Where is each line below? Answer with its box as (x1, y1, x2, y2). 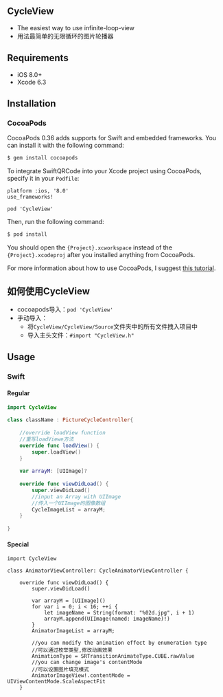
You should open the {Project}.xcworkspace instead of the (7, 243, 173, 252)
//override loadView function (19, 430, 106, 436)
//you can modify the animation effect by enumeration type (32, 639, 207, 647)
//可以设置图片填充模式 (32, 666, 89, 673)
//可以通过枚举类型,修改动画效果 (32, 647, 113, 654)
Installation (7, 98, 56, 109)
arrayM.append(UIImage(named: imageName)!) (43, 615, 170, 623)
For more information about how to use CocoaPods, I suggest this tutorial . (7, 264, 216, 272)
